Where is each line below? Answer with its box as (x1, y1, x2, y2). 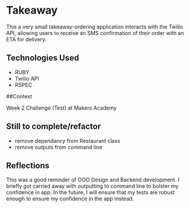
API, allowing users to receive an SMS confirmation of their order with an (6, 29, 184, 36)
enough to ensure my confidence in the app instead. (6, 195, 134, 202)
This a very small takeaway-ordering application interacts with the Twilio (6, 23, 183, 30)
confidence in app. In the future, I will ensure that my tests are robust (6, 189, 175, 196)
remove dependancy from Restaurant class (14, 137, 121, 144)
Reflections (6, 161, 50, 171)
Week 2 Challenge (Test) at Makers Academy (6, 104, 117, 111)
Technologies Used (6, 53, 79, 63)
